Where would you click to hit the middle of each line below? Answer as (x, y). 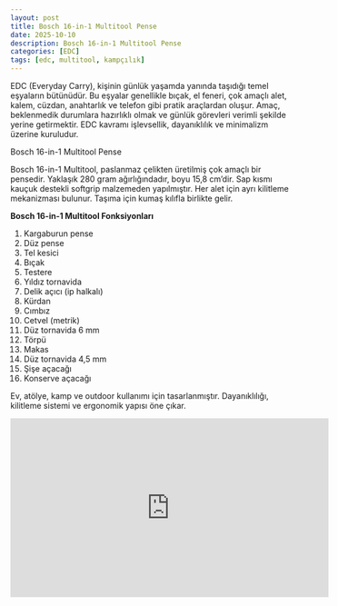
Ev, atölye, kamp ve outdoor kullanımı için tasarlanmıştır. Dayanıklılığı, (139, 396)
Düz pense (44, 243)
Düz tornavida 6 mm (61, 330)
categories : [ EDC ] (45, 52)
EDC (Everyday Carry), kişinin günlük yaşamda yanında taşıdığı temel (139, 86)
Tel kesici (41, 253)
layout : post (35, 18)
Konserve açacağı (57, 378)
